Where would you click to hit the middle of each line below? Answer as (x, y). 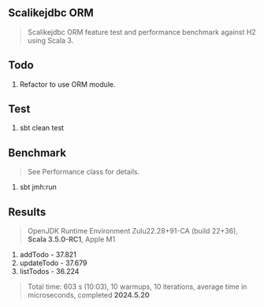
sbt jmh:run (38, 187)
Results (27, 212)
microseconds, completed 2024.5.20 (88, 295)
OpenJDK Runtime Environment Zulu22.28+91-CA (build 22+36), (133, 231)
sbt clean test (42, 128)
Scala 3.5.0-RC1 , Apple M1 (71, 239)
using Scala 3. (50, 40)
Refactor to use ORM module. (67, 84)
